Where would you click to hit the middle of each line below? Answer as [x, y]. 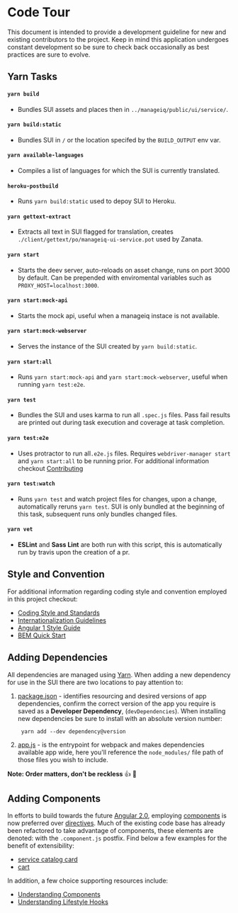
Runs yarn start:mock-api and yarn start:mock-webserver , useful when [123, 377]
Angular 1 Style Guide [49, 628]
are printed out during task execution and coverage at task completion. [121, 423]
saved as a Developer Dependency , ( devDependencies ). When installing [121, 711]
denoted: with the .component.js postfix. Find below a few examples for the [117, 838]
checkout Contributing [50, 468]
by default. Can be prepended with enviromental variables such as [114, 278]
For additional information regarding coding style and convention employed [117, 591]
